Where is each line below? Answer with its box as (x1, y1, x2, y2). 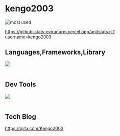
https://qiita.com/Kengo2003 (5, 126, 64, 132)
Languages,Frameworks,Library (5, 48, 106, 56)
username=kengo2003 (5, 34, 51, 40)
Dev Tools (5, 81, 36, 89)
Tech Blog (5, 112, 37, 121)
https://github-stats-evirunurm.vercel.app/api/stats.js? (5, 28, 115, 34)
